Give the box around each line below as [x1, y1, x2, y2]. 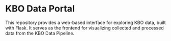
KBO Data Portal [5, 3, 75, 14]
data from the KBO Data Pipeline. [5, 30, 75, 36]
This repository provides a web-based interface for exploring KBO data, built [5, 19, 166, 25]
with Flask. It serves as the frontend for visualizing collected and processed [5, 24, 164, 30]
